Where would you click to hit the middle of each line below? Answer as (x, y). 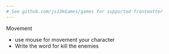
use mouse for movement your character (65, 39)
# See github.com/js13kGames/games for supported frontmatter (84, 11)
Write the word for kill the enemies (57, 46)
